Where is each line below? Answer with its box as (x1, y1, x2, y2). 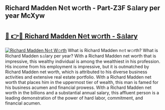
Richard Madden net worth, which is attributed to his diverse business (5, 69, 147, 75)
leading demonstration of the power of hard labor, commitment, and (5, 95, 143, 101)
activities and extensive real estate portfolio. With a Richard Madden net (5, 74, 152, 80)
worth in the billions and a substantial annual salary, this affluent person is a (5, 90, 160, 95)
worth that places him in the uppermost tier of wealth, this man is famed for (5, 80, 159, 85)
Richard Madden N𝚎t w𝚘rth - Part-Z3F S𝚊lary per (5, 4, 161, 12)
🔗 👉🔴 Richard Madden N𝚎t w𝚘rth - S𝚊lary (5, 32, 138, 40)
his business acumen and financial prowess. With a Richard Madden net (5, 84, 152, 90)
